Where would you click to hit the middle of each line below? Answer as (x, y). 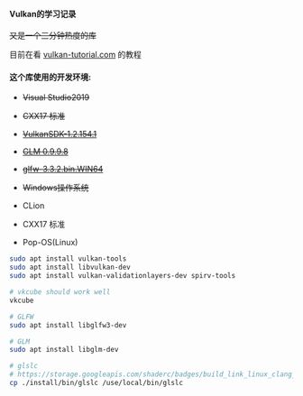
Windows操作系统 (55, 188)
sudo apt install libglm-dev (64, 350)
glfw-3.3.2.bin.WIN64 (63, 169)
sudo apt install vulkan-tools (68, 259)
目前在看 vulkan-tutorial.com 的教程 (76, 55)
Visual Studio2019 (56, 97)
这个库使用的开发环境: (50, 77)
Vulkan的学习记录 (43, 14)
